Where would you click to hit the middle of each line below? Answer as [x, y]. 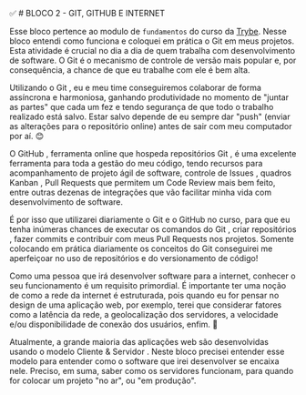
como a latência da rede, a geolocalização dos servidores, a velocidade [144, 314]
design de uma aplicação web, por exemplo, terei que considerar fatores [146, 305]
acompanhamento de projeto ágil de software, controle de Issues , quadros [150, 173]
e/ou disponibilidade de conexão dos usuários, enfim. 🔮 [114, 324]
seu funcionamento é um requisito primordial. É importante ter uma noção [148, 285]
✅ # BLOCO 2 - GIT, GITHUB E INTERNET [87, 13]
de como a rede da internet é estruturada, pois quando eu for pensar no [144, 295]
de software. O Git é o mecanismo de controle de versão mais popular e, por [153, 60]
